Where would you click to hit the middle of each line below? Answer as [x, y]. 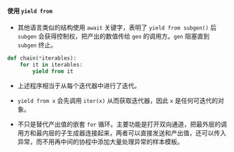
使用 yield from [30, 11]
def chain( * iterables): [42, 58]
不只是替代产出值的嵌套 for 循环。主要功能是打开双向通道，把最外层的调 [122, 124]
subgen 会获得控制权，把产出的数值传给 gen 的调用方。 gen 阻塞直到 [113, 36]
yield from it [53, 71]
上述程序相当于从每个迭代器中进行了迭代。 [79, 85]
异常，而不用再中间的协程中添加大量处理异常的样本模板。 [100, 141]
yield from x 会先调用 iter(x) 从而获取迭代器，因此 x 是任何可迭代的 [118, 100]
